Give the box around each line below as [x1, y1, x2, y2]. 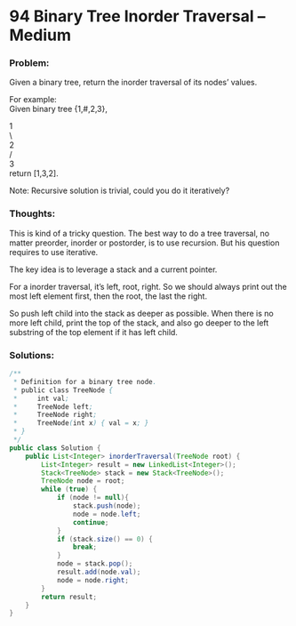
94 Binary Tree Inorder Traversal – [9, 6, 266, 27]
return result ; [41, 592, 98, 601]
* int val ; [12, 394, 69, 403]
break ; [72, 542, 98, 552]
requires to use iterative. [9, 246, 99, 257]
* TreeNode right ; [12, 411, 98, 420]
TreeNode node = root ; [41, 477, 125, 486]
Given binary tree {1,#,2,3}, [9, 104, 108, 115]
